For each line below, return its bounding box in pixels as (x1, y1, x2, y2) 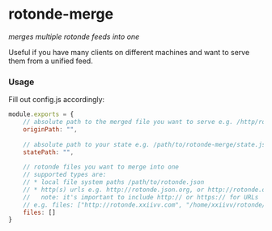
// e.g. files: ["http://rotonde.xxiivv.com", (23, 200, 183, 209)
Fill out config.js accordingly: (8, 95, 105, 105)
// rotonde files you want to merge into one (23, 163, 180, 171)
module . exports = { (8, 110, 74, 118)
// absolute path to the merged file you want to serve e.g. (23, 118, 233, 126)
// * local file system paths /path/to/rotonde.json (23, 178, 205, 186)
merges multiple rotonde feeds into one (8, 32, 140, 41)
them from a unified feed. (8, 56, 93, 66)
